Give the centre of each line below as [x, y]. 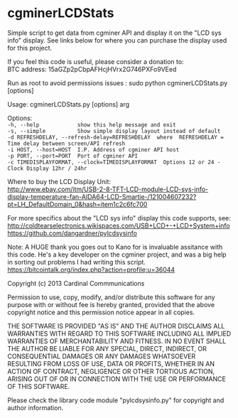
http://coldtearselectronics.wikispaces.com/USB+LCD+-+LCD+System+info [119, 225]
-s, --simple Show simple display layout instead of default [114, 131]
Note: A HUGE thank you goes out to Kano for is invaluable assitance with [115, 247]
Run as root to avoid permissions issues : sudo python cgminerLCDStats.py [118, 82]
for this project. [30, 48]
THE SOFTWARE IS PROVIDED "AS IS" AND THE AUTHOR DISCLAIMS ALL [116, 326]
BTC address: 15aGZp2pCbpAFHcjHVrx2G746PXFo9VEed [92, 69]
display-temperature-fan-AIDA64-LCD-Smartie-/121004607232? [102, 196]
